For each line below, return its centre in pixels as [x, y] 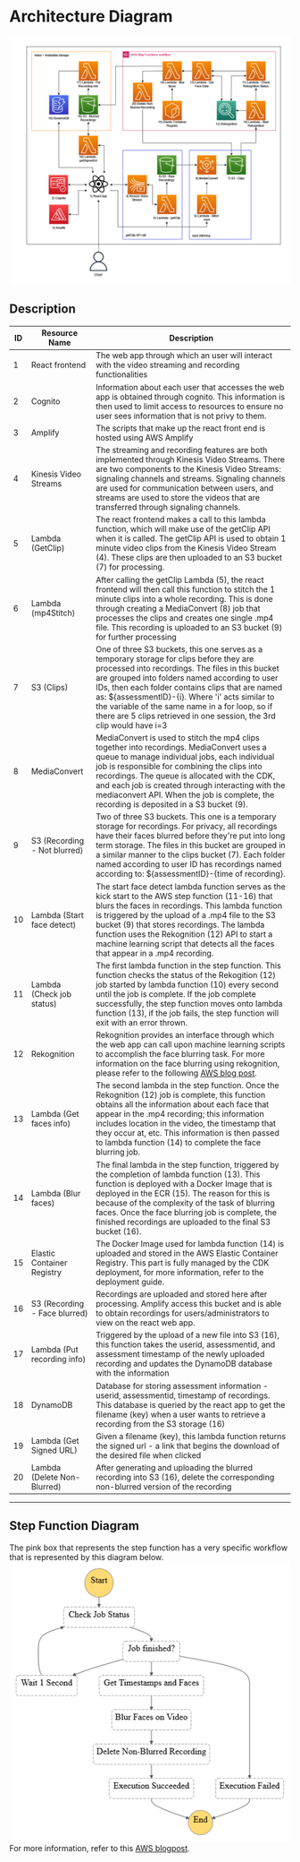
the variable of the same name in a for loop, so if [184, 706]
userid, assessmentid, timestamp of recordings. [183, 1395]
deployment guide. [130, 1282]
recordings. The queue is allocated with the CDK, [185, 776]
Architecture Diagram [91, 17]
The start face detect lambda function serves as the [190, 886]
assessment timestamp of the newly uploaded [180, 1354]
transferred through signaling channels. [168, 507]
